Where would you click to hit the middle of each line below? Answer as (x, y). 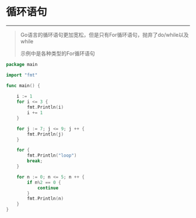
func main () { (23, 85)
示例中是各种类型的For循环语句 (57, 53)
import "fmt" (22, 75)
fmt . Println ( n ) (45, 199)
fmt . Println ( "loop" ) (52, 155)
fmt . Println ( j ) (45, 134)
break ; (35, 161)
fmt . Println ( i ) (45, 108)
